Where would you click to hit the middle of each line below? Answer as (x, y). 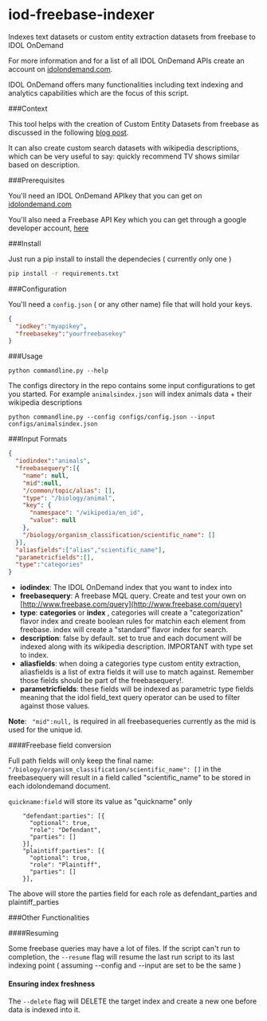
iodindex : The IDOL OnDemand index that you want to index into (126, 587)
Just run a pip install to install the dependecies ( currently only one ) (120, 259)
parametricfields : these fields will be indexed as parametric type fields (136, 689)
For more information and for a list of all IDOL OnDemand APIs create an (126, 61)
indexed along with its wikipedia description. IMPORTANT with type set (136, 646)
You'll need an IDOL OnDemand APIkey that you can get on (105, 195)
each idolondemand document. (59, 786)
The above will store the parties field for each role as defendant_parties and (133, 893)
